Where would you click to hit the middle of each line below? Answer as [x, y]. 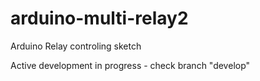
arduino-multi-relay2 [99, 18]
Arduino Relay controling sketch [76, 46]
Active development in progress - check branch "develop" [130, 65]
